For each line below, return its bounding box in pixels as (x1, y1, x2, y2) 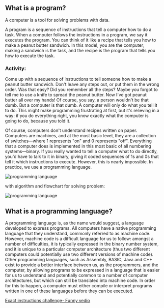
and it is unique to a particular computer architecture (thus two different (5, 246, 150, 252)
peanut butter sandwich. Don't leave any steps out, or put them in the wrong (5, 81, 160, 88)
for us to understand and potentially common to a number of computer (5, 272, 148, 278)
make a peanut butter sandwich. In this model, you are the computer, (5, 42, 144, 48)
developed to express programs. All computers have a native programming (5, 225, 157, 231)
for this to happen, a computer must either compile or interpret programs (5, 282, 152, 288)
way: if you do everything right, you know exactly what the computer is (5, 113, 149, 119)
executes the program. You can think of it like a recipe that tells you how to (5, 37, 156, 43)
